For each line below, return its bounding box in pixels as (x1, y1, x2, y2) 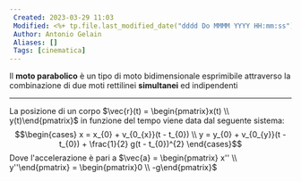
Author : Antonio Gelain (13, 29, 102, 38)
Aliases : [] (13, 37, 58, 47)
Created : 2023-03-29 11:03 (13, 12, 115, 22)
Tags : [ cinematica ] (13, 46, 87, 55)
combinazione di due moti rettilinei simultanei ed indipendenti (9, 80, 238, 91)
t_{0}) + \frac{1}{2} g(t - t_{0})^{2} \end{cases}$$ (58, 139, 243, 150)
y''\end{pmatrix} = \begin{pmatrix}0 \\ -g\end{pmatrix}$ (9, 162, 218, 173)
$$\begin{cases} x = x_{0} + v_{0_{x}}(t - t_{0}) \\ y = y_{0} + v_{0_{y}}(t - (14, 129, 287, 140)
